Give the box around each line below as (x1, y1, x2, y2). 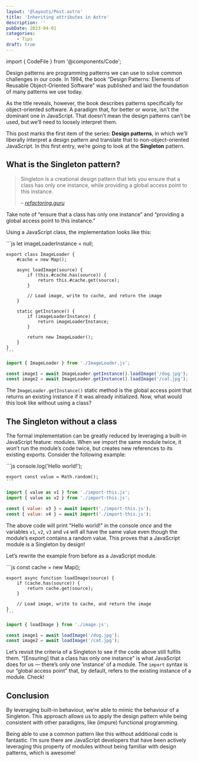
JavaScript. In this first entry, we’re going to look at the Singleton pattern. (6, 142, 185, 150)
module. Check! (6, 673, 45, 680)
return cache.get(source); (27, 585, 94, 591)
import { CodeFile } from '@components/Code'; (6, 57, 122, 65)
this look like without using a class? (6, 400, 92, 407)
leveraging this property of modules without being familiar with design (6, 743, 177, 750)
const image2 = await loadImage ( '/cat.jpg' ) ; (6, 638, 120, 644)
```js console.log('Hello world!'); (6, 462, 82, 470)
